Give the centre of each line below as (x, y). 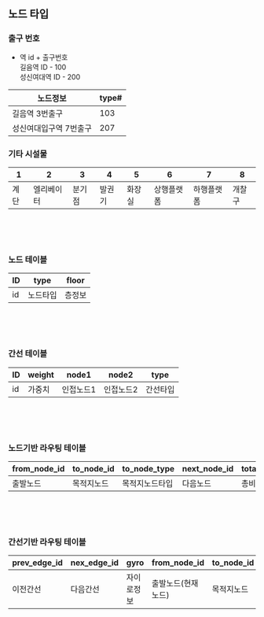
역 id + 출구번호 (44, 57)
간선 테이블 (28, 354)
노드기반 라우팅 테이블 (47, 448)
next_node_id (208, 468)
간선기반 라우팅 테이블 (47, 541)
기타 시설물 (28, 153)
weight (41, 375)
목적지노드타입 (148, 483)
